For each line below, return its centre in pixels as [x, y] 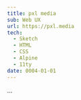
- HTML [22, 45]
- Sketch [26, 39]
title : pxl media [32, 13]
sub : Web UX [24, 20]
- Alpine [26, 58]
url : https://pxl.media [41, 26]
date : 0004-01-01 [32, 71]
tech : [15, 33]
